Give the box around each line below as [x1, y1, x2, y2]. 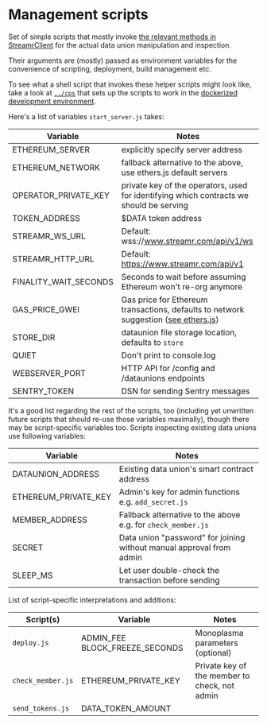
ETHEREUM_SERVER [12, 144, 90, 155]
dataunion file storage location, [121, 327, 237, 338]
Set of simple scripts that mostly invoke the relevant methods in [8, 32, 216, 41]
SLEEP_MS [12, 570, 53, 581]
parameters [195, 637, 238, 649]
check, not [195, 679, 235, 691]
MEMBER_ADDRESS [12, 514, 87, 525]
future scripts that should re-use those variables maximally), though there [8, 414, 250, 424]
